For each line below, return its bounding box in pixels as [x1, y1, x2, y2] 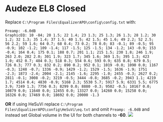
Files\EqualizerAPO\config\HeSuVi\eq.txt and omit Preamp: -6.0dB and [5, 106, 150, 112]
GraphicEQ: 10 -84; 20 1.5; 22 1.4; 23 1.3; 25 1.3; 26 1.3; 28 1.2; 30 [5, 33, 156, 38]
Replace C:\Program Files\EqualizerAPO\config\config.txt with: [5, 19, 137, 25]
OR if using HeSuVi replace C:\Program [5, 101, 83, 107]
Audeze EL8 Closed [5, 3, 86, 14]
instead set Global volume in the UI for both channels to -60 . [5, 112, 127, 118]
